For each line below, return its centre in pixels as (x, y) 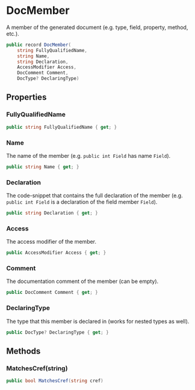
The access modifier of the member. (51, 242)
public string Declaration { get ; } (52, 213)
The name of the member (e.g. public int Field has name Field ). (88, 155)
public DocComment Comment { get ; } (52, 293)
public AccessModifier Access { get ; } (56, 253)
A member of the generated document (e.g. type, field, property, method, (97, 27)
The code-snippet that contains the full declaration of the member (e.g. (94, 196)
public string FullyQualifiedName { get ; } (62, 127)
